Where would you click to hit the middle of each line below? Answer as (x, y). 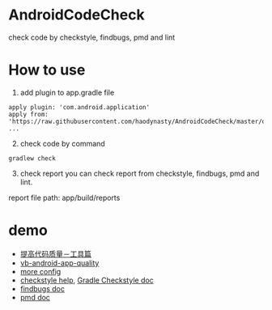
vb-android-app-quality (59, 263)
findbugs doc (42, 288)
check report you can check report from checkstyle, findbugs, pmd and (140, 173)
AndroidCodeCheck (76, 15)
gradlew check (32, 158)
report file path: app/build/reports (64, 197)
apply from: (28, 114)
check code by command (62, 143)
